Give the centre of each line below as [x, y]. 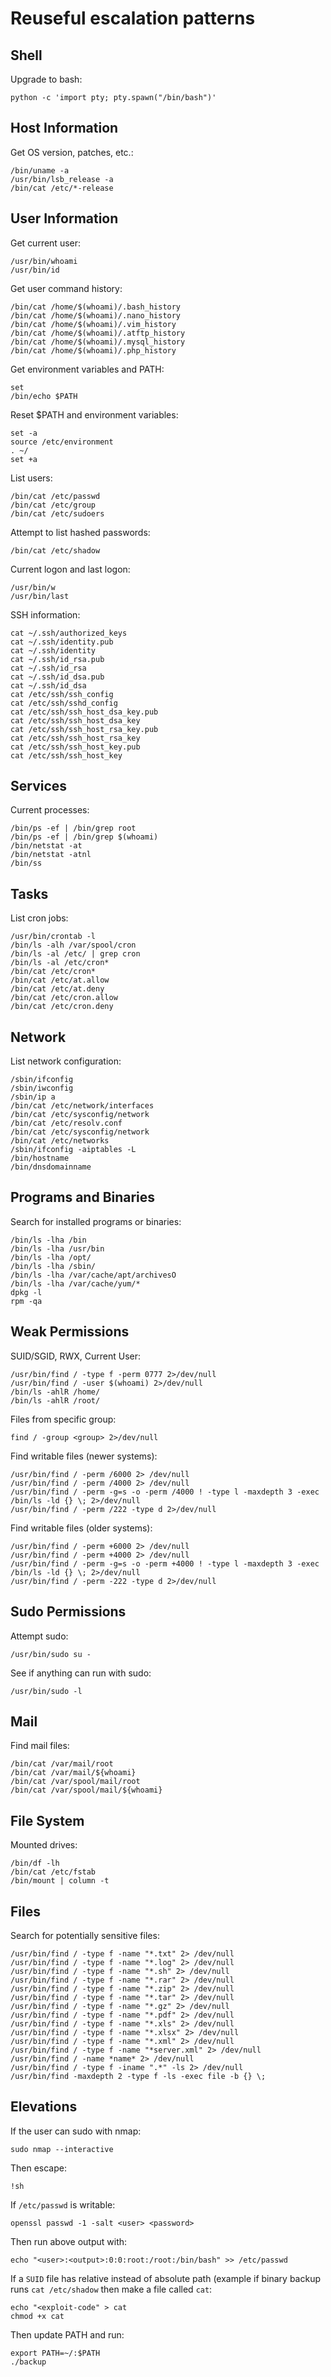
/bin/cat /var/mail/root [62, 1764]
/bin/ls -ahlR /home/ [55, 1392]
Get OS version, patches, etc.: [72, 152]
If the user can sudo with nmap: [76, 2131]
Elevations [44, 2107]
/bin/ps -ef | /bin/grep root [73, 828]
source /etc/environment [62, 442]
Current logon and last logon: [70, 569]
